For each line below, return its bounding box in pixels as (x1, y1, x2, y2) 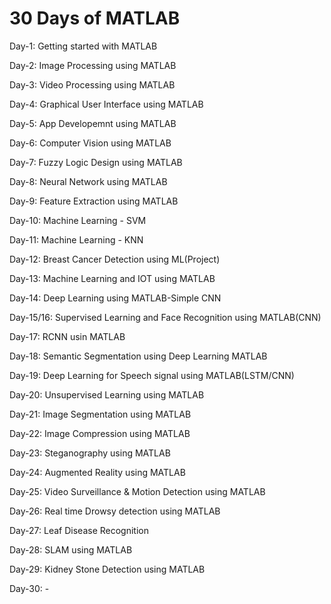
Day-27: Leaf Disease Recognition (9, 524, 149, 536)
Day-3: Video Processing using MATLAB (9, 78, 176, 91)
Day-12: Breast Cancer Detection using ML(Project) (9, 253, 221, 265)
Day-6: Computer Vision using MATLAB (9, 137, 172, 149)
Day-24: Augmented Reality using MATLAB (9, 466, 186, 478)
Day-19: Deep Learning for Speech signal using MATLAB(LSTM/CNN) (9, 369, 295, 381)
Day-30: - (9, 582, 50, 594)
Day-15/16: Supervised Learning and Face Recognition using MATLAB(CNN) (9, 311, 322, 323)
